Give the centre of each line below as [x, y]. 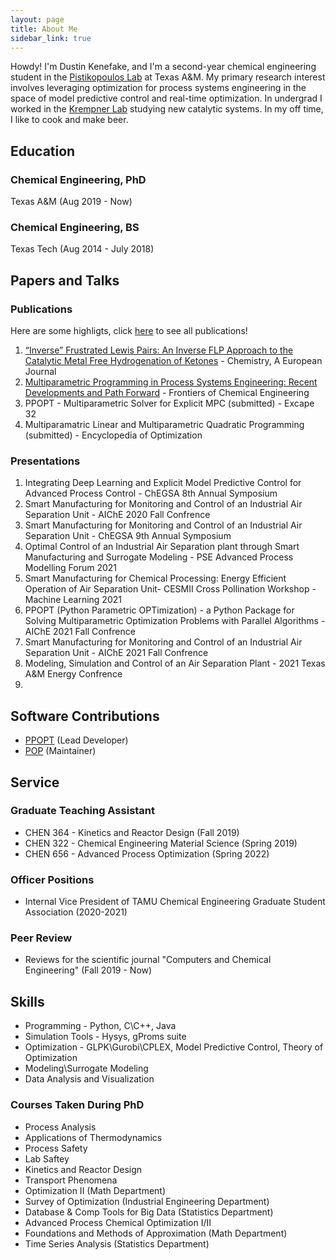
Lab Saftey [47, 1158]
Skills [27, 1001]
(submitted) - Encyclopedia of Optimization [113, 435]
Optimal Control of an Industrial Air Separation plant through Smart [162, 547]
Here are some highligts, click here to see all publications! [129, 331]
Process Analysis [60, 1127]
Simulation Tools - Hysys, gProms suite [105, 1037]
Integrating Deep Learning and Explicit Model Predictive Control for [163, 483]
